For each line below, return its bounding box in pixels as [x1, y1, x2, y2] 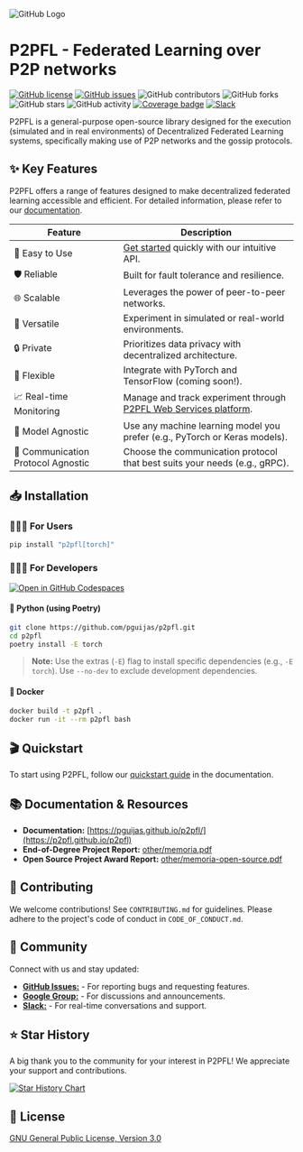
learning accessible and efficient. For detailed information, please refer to [9, 195, 282, 206]
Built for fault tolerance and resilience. [123, 269, 284, 281]
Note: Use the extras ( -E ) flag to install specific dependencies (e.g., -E [31, 656, 293, 667]
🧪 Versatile [14, 317, 60, 329]
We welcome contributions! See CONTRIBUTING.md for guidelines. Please [9, 903, 273, 915]
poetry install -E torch [9, 640, 103, 649]
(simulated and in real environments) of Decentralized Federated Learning [9, 125, 284, 136]
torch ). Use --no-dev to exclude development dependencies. [31, 666, 258, 677]
